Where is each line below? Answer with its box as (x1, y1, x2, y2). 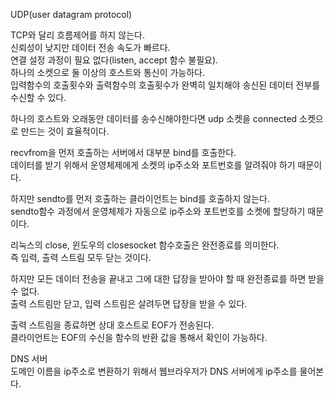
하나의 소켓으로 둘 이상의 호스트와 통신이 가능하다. (10, 67, 206, 78)
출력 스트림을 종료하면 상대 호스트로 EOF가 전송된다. (10, 319, 215, 331)
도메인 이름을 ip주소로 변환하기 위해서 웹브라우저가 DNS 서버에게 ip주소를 (10, 365, 298, 377)
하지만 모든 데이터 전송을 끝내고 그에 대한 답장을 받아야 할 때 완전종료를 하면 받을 (10, 273, 325, 284)
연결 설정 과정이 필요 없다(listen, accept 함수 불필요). (10, 54, 219, 66)
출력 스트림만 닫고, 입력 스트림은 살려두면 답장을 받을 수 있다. (10, 298, 248, 309)
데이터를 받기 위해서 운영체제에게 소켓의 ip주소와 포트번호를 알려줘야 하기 (10, 159, 296, 171)
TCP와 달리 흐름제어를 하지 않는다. (10, 29, 146, 41)
